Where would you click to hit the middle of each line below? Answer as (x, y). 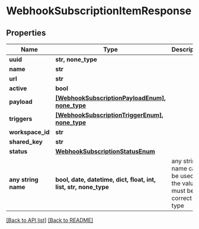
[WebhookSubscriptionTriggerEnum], (110, 115)
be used (183, 176)
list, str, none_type (82, 187)
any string (24, 179)
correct (182, 198)
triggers (21, 119)
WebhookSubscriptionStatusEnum (105, 151)
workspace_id (29, 132)
